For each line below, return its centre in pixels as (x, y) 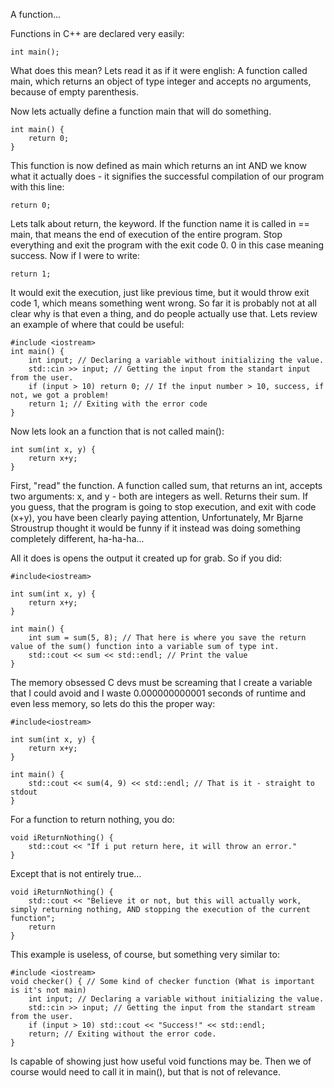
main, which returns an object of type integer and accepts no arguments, (161, 81)
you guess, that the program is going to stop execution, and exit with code (163, 507)
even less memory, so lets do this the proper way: (113, 703)
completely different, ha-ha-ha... (77, 538)
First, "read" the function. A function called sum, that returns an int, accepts (166, 485)
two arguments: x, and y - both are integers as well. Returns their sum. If (159, 496)
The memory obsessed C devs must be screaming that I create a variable (161, 682)
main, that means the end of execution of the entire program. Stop (146, 234)
